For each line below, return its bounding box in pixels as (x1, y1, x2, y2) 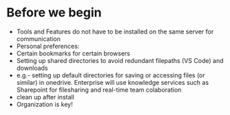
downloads (16, 64, 48, 72)
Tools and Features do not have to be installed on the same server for (16, 27, 214, 36)
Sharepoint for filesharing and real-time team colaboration (16, 86, 182, 94)
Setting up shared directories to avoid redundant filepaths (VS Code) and (16, 56, 224, 64)
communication (16, 34, 61, 42)
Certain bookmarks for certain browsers (16, 49, 131, 57)
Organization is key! (16, 100, 73, 108)
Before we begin (6, 5, 102, 21)
